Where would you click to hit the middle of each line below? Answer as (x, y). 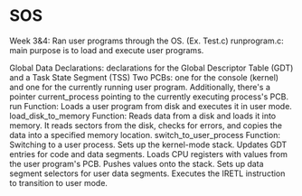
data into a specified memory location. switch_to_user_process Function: (145, 135)
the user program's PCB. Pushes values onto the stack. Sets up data (137, 163)
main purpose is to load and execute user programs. (107, 50)
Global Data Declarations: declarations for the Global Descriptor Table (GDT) (151, 68)
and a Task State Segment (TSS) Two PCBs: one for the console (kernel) (144, 77)
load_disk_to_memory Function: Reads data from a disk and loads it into (143, 116)
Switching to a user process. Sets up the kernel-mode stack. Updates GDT (148, 145)
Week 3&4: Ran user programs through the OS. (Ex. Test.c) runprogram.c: (147, 41)
